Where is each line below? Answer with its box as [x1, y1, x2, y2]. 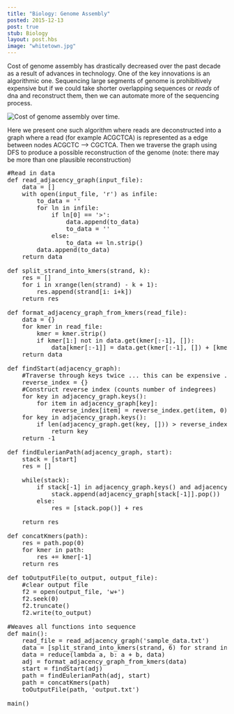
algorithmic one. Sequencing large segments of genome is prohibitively [7, 77, 212, 84]
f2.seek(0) [22, 595, 59, 602]
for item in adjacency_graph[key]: [36, 399, 158, 407]
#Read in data [7, 169, 56, 177]
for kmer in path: [22, 546, 85, 553]
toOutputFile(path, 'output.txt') [22, 685, 140, 693]
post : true [7, 23, 39, 30]
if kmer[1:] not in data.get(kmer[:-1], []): [36, 336, 195, 344]
